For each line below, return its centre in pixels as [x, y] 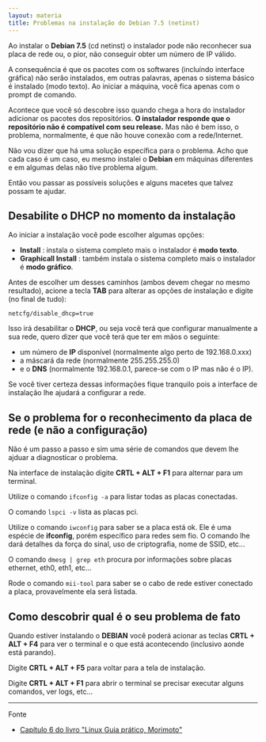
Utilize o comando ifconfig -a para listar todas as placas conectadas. [123, 497]
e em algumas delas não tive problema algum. [83, 167]
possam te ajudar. [37, 191]
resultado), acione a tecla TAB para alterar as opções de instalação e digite [131, 291]
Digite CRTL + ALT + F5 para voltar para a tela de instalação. [107, 668]
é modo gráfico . [46, 267]
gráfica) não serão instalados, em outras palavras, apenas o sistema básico [131, 78]
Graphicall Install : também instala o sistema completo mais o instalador [137, 259]
